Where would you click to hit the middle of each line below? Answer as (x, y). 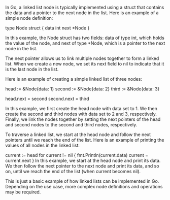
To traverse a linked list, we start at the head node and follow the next (78, 135)
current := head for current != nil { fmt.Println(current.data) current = (77, 155)
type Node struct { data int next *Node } (47, 28)
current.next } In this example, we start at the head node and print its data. (83, 160)
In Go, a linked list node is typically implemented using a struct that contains (85, 7)
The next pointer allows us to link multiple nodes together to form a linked (82, 58)
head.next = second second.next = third (47, 99)
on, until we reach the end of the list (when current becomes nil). (73, 171)
